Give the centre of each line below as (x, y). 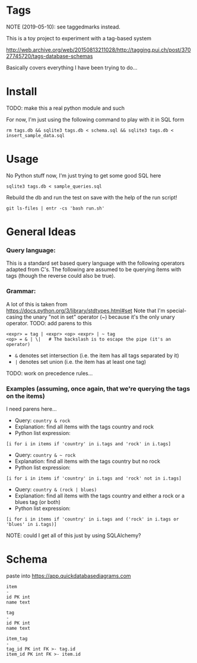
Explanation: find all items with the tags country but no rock (87, 461)
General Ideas (41, 231)
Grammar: (21, 291)
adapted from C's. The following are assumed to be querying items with (94, 269)
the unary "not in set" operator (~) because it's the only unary (99, 317)
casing (14, 317)
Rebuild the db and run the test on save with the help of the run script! (92, 197)
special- (177, 310)
